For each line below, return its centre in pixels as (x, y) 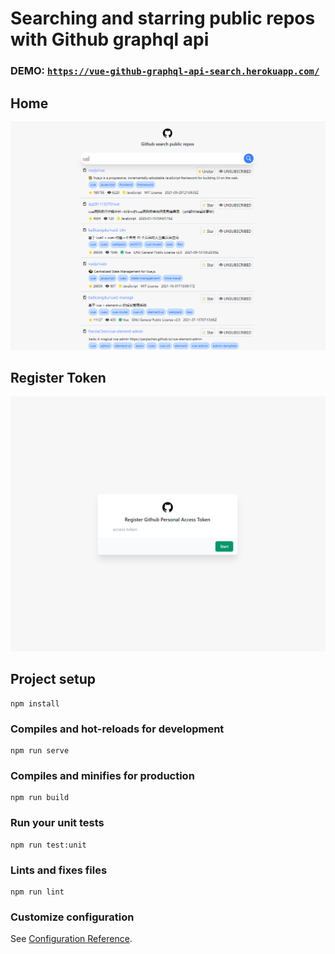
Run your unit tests (57, 823)
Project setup (53, 679)
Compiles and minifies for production (102, 775)
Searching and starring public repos (163, 18)
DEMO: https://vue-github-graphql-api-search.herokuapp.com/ (165, 71)
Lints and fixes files (59, 870)
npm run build (40, 798)
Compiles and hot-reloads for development (117, 729)
